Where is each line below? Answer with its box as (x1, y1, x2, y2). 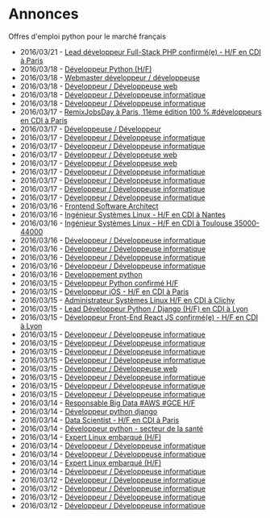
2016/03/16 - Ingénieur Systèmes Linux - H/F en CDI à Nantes (19, 209, 226, 219)
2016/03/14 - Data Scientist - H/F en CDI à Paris (19, 415, 180, 425)
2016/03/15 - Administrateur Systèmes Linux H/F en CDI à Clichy (19, 295, 235, 305)
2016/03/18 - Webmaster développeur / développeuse (19, 73, 200, 82)
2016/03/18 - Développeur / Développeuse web (19, 81, 178, 91)
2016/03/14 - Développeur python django (19, 406, 158, 416)
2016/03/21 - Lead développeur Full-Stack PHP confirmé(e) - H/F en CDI (19, 47, 262, 56)
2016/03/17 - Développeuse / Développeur (19, 124, 162, 134)
